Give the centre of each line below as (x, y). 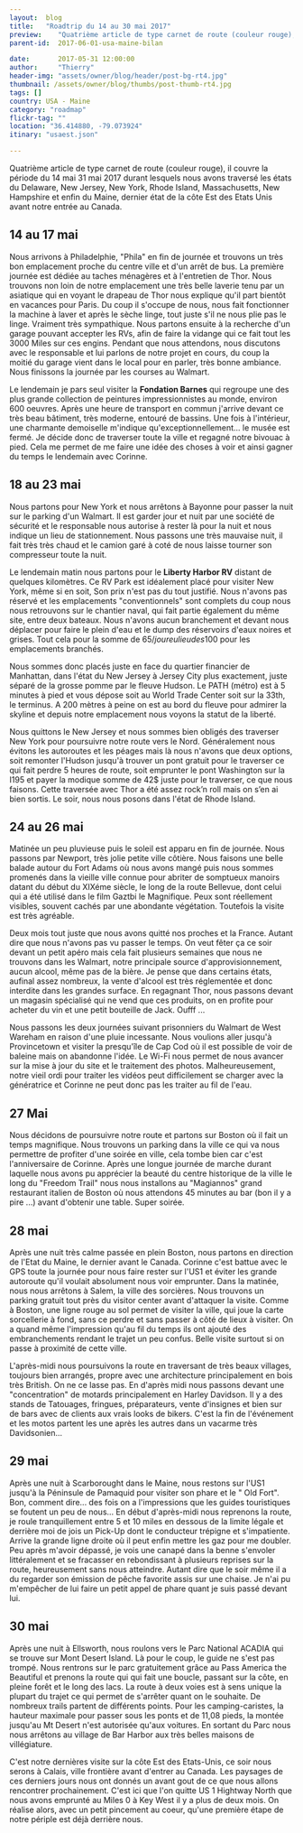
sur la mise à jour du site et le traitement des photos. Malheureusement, (142, 1066)
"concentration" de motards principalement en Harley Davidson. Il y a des (147, 1394)
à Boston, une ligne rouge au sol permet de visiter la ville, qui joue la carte (147, 1310)
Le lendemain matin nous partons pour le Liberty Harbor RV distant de (141, 572)
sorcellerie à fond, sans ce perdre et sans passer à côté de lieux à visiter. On (151, 1319)
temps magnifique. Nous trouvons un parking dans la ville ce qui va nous (145, 1145)
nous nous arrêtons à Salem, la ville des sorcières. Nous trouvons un (137, 1291)
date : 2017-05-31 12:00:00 (72, 60)
